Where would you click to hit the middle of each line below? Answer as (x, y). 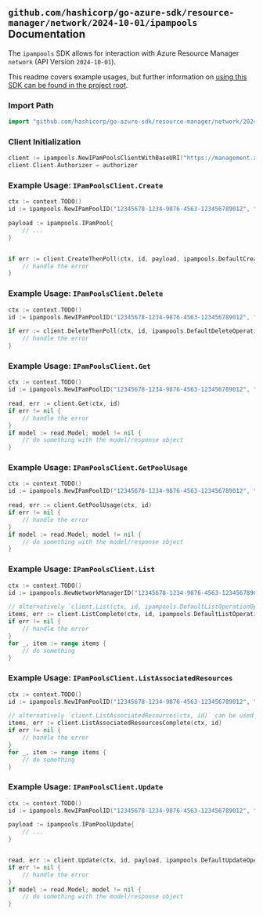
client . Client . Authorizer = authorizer (73, 166)
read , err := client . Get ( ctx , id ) (65, 404)
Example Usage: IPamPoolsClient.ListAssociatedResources (121, 678)
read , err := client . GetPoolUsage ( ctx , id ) (80, 505)
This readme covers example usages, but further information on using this (128, 77)
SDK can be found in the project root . (68, 85)
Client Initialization (45, 141)
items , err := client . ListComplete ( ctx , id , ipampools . (101, 614)
